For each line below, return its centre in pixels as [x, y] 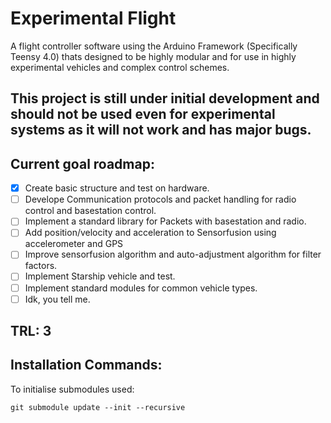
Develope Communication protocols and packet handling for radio [160, 199]
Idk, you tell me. [57, 299]
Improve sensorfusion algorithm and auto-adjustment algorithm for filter [173, 254]
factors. [41, 266]
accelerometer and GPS [74, 244]
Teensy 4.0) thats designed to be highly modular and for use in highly [153, 56]
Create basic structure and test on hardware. [117, 188]
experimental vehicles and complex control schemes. [120, 67]
